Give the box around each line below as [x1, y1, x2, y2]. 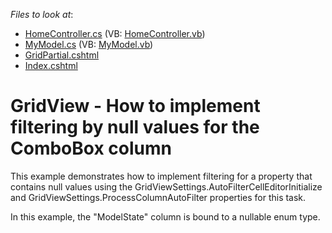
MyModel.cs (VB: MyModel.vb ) [24, 39, 154, 50]
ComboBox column [10, 137, 172, 160]
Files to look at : [10, 9, 74, 20]
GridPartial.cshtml [24, 49, 100, 61]
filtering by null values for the [10, 116, 260, 139]
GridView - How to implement [10, 95, 261, 118]
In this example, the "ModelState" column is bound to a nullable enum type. [10, 210, 321, 223]
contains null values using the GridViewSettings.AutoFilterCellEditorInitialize [10, 180, 323, 193]
